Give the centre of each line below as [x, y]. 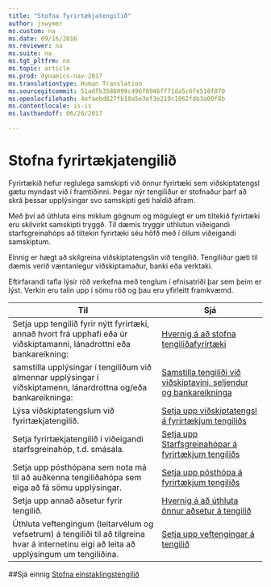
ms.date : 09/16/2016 [43, 38]
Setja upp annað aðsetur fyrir [68, 500]
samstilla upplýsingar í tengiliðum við [82, 367]
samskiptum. [29, 241]
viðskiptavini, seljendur [205, 382]
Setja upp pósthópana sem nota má [80, 467]
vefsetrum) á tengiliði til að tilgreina [79, 534]
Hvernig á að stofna [199, 334]
